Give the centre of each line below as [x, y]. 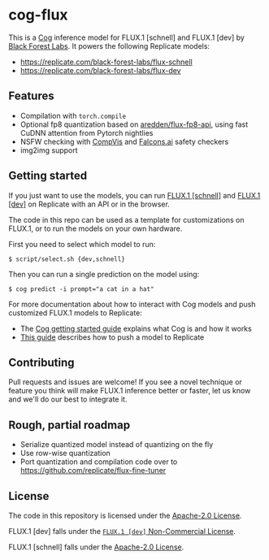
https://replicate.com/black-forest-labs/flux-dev [100, 70]
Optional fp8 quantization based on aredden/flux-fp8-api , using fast [134, 124]
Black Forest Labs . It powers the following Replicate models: [109, 46]
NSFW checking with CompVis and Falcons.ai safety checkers [124, 141]
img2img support [49, 150]
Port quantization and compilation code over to [99, 462]
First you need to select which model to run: [82, 244]
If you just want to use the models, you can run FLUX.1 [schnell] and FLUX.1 [134, 195]
